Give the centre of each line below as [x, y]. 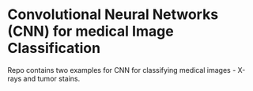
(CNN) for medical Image [91, 31]
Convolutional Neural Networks [113, 15]
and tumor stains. [52, 78]
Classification [54, 48]
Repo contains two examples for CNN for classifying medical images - [122, 70]
